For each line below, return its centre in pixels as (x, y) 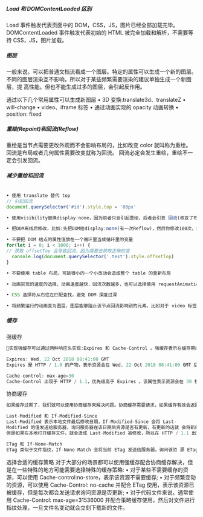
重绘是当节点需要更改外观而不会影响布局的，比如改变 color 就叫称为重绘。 (99, 145)
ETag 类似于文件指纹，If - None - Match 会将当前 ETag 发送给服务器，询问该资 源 (95, 450)
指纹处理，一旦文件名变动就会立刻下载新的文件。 (67, 507)
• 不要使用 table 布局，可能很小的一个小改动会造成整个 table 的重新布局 (89, 273)
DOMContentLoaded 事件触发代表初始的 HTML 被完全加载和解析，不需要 (97, 32)
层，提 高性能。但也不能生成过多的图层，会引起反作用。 (76, 87)
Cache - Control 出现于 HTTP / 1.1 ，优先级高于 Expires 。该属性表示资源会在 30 (99, 381)
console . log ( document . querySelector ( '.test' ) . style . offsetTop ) (93, 256)
